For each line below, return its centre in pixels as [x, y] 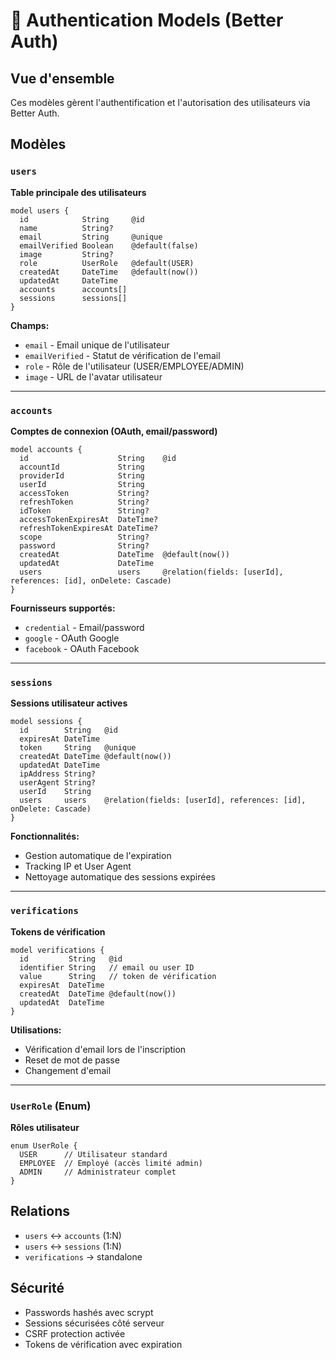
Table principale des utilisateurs [78, 192]
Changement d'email [68, 1070]
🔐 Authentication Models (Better [147, 20]
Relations [40, 1211]
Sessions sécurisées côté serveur [94, 1323]
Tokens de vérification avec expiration [103, 1344]
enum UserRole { [44, 1145]
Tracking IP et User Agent [78, 866]
